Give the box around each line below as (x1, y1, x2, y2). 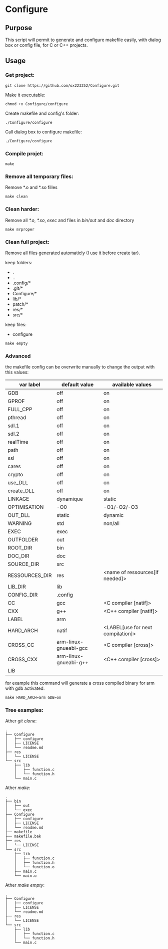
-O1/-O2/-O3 (103, 504, 138, 511)
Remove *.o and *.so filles (5, 184, 57, 191)
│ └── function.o (14, 865, 55, 870)
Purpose (5, 24, 32, 32)
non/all (103, 520, 120, 527)
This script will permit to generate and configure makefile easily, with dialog (5, 37, 161, 43)
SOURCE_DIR (7, 560, 39, 567)
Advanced (5, 352, 31, 359)
